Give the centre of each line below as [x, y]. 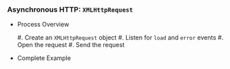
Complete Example [44, 58]
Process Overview [43, 25]
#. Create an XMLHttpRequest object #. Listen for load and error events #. [120, 38]
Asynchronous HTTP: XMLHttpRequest [70, 10]
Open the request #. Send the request [71, 45]
